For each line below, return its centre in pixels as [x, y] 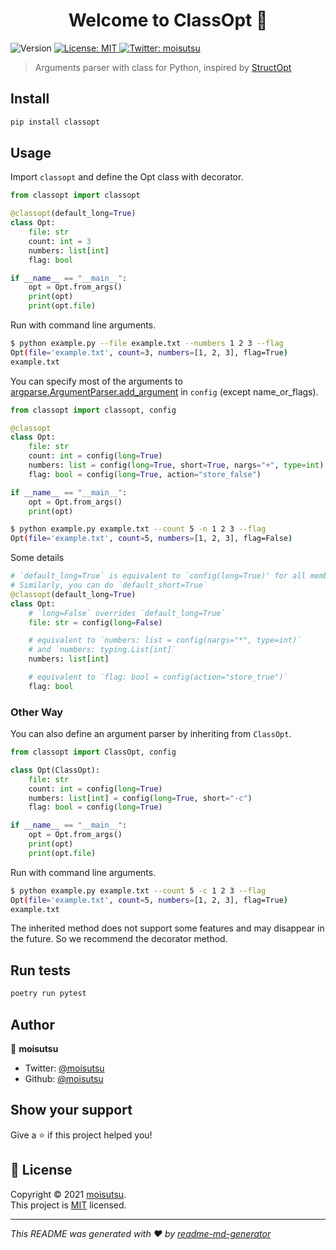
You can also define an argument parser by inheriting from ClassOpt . [151, 734]
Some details [37, 558]
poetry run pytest [48, 994]
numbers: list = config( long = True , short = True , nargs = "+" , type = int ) [176, 465]
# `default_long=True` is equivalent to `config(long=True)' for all [158, 576]
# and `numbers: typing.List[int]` [102, 650]
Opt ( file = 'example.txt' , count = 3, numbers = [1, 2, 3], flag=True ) [149, 352]
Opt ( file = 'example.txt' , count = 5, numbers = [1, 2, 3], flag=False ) [151, 539]
